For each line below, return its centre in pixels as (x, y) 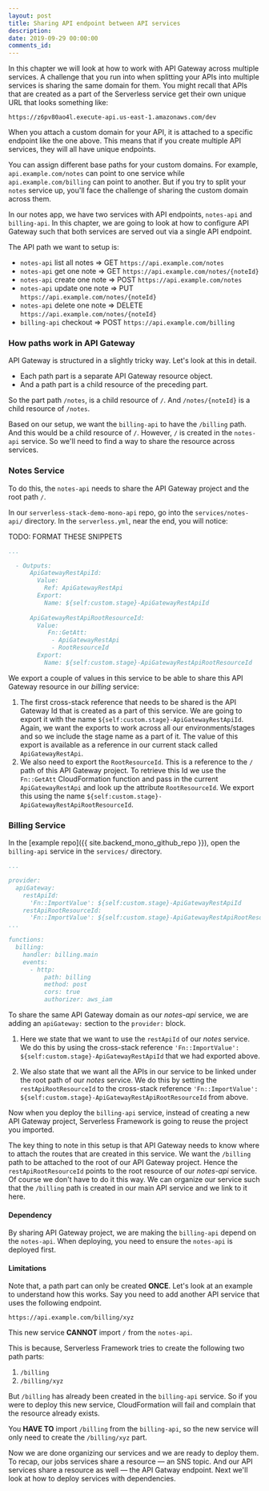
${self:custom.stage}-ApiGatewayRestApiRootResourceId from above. (134, 1098)
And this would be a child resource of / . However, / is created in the (120, 433)
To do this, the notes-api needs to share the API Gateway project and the (129, 488)
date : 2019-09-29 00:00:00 (53, 38)
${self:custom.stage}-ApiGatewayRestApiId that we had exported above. (140, 1056)
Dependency (30, 1215)
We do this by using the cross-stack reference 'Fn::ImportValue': (130, 1048)
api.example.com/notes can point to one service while (97, 173)
